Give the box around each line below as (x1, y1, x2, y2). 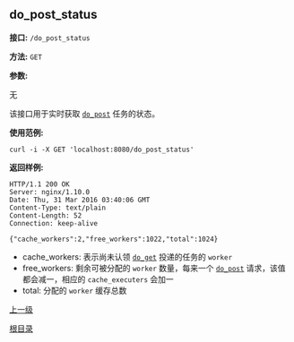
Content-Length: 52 (9, 210, 82, 220)
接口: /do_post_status (9, 31, 91, 43)
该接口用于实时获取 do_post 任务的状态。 (9, 107, 160, 119)
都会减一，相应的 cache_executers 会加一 (22, 273, 175, 285)
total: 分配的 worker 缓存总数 (22, 285, 127, 295)
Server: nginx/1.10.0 (9, 187, 91, 196)
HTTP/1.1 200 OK (9, 179, 70, 189)
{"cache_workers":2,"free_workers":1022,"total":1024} (9, 235, 219, 244)
